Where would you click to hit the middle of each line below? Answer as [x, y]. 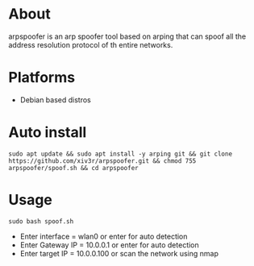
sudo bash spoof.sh [41, 221]
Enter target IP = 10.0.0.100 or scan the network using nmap [119, 253]
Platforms [42, 78]
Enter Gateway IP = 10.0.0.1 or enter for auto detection [109, 245]
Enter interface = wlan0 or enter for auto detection [104, 236]
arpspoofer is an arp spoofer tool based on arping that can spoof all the [127, 36]
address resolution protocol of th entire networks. [91, 44]
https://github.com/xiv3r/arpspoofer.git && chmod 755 [102, 161]
